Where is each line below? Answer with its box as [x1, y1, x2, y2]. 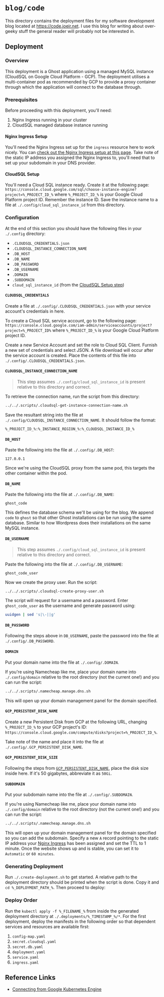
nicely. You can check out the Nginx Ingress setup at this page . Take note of [5, 150, 159, 156]
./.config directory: [5, 231, 46, 236]
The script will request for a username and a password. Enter [5, 598, 128, 603]
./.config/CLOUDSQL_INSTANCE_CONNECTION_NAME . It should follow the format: [5, 417, 156, 423]
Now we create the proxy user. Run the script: [5, 579, 98, 585]
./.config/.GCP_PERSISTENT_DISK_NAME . [5, 744, 83, 750]
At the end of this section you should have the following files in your [5, 225, 142, 231]
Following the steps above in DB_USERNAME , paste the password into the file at [5, 633, 159, 639]
